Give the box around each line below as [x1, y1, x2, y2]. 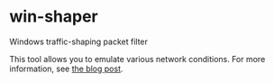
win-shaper [9, 6, 99, 27]
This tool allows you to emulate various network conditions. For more [9, 53, 266, 64]
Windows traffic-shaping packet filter [9, 36, 149, 47]
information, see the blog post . [9, 63, 123, 74]
